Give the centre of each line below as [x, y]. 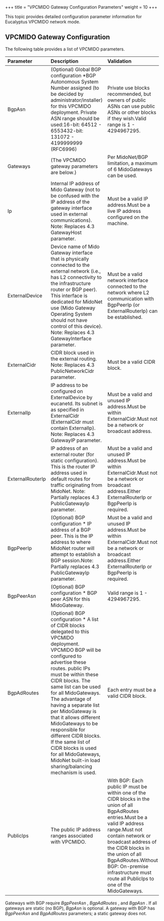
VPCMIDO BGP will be [76, 650]
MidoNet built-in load [75, 760]
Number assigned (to [75, 88]
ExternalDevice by [72, 397]
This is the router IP [73, 466]
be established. [125, 317]
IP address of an [69, 448]
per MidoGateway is [73, 711]
